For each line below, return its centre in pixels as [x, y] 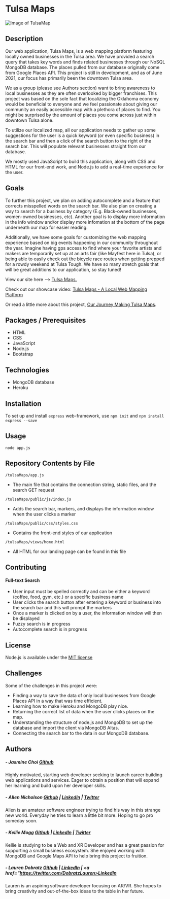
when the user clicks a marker [44, 514]
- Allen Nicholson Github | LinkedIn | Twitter [53, 797]
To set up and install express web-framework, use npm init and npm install [85, 416]
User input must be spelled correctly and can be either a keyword [81, 592]
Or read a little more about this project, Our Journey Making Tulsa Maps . [81, 304]
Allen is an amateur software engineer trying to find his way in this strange [83, 810]
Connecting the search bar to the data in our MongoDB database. [81, 733]
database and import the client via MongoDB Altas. [66, 728]
